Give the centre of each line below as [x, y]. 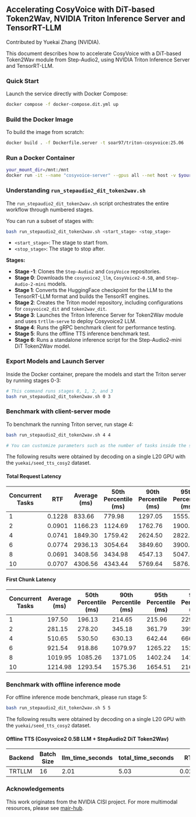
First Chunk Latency [31, 579]
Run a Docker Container [41, 158]
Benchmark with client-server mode [58, 411]
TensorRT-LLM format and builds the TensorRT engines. [82, 296]
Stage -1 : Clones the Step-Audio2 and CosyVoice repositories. [87, 272]
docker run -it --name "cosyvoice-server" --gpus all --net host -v [91, 176]
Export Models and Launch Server [55, 361]
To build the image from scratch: [45, 132]
